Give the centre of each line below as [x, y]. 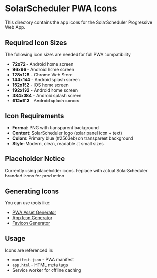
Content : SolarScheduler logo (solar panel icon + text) [67, 133]
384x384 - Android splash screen [47, 95]
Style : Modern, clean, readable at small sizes [58, 143]
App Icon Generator [32, 218]
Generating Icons [32, 191]
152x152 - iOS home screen [40, 85]
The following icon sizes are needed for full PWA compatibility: [68, 54]
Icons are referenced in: [29, 250]
